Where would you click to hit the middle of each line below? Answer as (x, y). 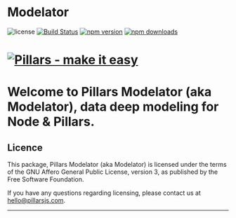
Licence (25, 148)
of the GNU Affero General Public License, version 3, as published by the (113, 172)
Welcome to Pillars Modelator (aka (110, 92)
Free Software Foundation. (46, 179)
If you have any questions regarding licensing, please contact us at (104, 193)
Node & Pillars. (51, 122)
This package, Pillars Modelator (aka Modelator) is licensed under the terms (117, 165)
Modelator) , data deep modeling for (113, 107)
